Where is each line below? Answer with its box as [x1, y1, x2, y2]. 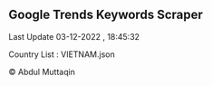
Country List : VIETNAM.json [8, 49, 115, 60]
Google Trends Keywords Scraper [8, 7, 203, 23]
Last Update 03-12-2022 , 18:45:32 [8, 31, 140, 42]
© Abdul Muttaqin [8, 66, 76, 77]
